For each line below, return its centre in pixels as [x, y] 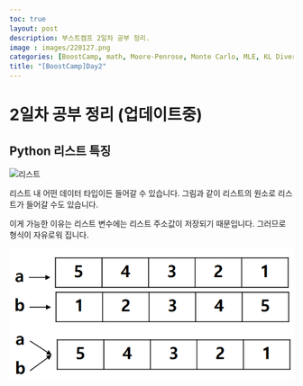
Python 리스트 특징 [60, 151]
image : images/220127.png [60, 48]
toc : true [28, 19]
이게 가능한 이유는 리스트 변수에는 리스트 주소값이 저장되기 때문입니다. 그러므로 [148, 224]
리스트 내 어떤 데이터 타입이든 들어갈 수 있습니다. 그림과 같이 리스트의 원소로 [143, 193]
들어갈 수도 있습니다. [62, 204]
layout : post [34, 28]
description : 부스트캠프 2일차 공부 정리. [80, 38]
